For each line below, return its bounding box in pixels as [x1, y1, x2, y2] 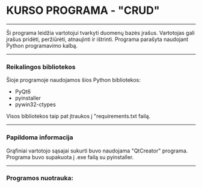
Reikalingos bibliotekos [6, 63, 76, 71]
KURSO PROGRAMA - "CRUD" [6, 4, 161, 17]
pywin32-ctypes [14, 101, 56, 108]
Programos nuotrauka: [6, 174, 74, 183]
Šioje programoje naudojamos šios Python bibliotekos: [6, 77, 141, 84]
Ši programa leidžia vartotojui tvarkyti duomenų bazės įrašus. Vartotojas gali [6, 29, 195, 36]
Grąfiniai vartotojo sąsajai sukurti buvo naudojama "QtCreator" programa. [6, 147, 188, 154]
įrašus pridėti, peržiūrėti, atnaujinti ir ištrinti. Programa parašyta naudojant [6, 36, 189, 43]
